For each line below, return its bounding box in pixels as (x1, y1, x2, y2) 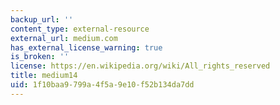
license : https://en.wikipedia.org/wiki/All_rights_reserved (10, 61, 271, 71)
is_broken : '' (10, 52, 70, 62)
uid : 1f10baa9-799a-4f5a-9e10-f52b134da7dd (10, 80, 195, 90)
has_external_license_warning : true (10, 42, 163, 53)
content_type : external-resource (10, 24, 150, 34)
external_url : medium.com (10, 33, 118, 43)
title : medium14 (10, 71, 78, 81)
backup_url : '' (10, 14, 74, 25)
